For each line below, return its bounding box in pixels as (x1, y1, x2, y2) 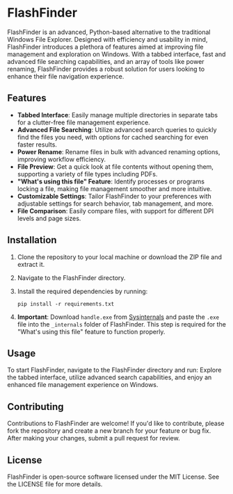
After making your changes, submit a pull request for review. (7, 434, 180, 443)
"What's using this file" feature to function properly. (17, 327, 166, 336)
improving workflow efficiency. (17, 155, 106, 163)
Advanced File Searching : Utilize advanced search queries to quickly (17, 125, 217, 133)
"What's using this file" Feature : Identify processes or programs (17, 177, 205, 186)
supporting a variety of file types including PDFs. (17, 170, 158, 178)
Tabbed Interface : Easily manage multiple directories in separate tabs (17, 110, 218, 119)
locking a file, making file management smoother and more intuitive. (17, 184, 212, 192)
